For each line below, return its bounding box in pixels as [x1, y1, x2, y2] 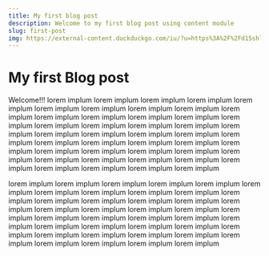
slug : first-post [8, 26, 66, 35]
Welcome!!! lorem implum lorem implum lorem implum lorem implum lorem [8, 95, 253, 105]
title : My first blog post [8, 11, 98, 20]
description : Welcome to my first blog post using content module [8, 19, 235, 27]
